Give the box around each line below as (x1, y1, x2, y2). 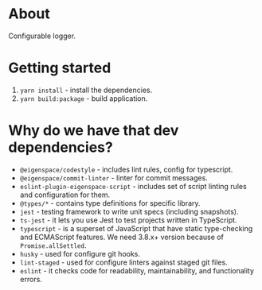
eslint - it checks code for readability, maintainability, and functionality (19, 265, 255, 275)
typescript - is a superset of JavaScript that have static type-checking (19, 223, 253, 233)
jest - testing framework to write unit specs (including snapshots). (19, 207, 239, 216)
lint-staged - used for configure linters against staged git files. (19, 257, 229, 267)
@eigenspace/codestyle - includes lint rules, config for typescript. (19, 164, 233, 174)
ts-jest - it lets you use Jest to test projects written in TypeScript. (19, 215, 237, 225)
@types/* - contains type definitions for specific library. (19, 198, 201, 207)
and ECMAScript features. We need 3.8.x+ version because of (19, 232, 225, 242)
